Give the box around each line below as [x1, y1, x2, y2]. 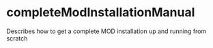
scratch [6, 34, 28, 42]
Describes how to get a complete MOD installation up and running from [6, 27, 207, 35]
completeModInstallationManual [6, 5, 195, 20]
